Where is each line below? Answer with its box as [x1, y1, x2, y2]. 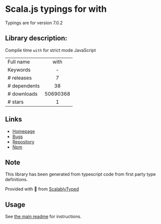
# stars [7, 98, 24, 105]
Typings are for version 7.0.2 [5, 20, 63, 26]
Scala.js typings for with [5, 3, 107, 15]
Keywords [7, 66, 31, 73]
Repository [12, 139, 34, 145]
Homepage [12, 128, 35, 134]
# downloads [7, 90, 38, 97]
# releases [7, 74, 32, 81]
